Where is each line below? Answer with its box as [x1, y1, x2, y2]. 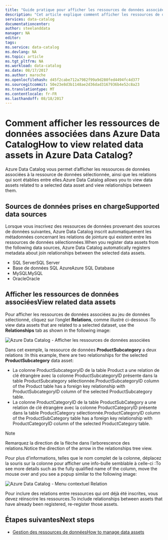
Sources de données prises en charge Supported [5, 202, 160, 211]
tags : [5, 40, 16, 45]
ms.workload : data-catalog [5, 63, 61, 68]
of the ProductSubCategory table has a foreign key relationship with [12, 415, 152, 421]
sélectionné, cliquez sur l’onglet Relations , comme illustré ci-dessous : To [5, 317, 156, 323]
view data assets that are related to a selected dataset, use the [5, 322, 134, 328]
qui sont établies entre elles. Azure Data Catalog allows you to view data [5, 177, 153, 183]
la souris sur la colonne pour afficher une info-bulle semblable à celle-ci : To [5, 460, 161, 466]
